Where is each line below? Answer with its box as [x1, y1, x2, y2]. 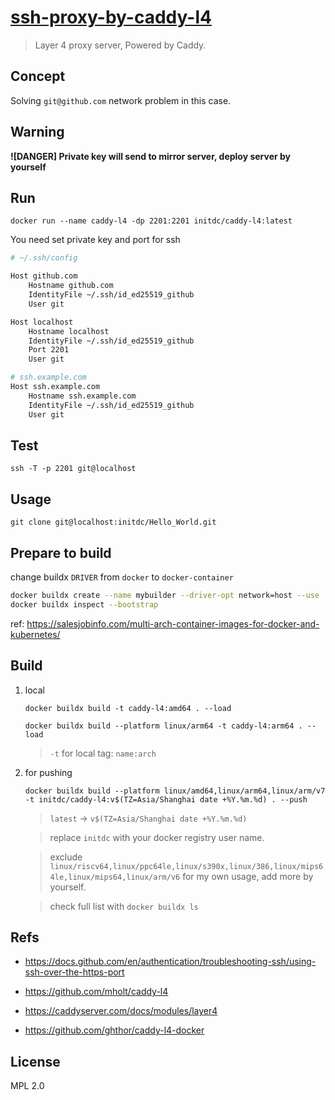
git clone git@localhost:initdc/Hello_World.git [10, 517, 217, 528]
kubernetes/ [10, 628, 61, 640]
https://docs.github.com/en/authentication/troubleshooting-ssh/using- [24, 956, 317, 968]
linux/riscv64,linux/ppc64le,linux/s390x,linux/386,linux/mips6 [49, 861, 324, 871]
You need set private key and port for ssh [10, 234, 181, 246]
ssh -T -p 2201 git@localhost [10, 464, 137, 474]
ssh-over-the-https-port [24, 966, 125, 978]
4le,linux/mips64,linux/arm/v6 [49, 872, 181, 882]
